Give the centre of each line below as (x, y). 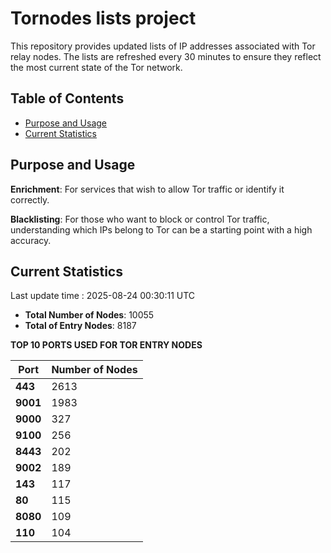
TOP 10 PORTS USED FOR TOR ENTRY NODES (106, 345)
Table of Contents (67, 98)
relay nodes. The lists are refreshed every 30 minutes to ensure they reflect (166, 56)
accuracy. (31, 240)
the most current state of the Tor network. (96, 67)
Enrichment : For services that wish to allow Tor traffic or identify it (147, 189)
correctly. (30, 199)
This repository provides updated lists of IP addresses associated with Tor (163, 46)
